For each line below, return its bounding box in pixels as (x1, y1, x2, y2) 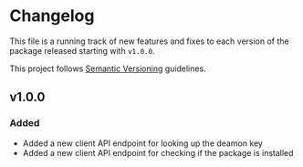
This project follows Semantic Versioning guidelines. (9, 63, 207, 74)
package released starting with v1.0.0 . (9, 45, 155, 56)
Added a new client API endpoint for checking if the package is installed (22, 147, 294, 158)
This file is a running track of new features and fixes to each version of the (9, 36, 289, 47)
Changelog (9, 5, 95, 26)
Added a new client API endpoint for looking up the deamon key (22, 138, 263, 149)
